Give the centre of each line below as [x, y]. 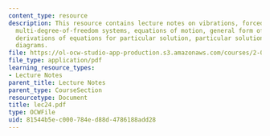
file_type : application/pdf [55, 61]
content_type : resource [48, 16]
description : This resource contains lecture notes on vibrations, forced [136, 23]
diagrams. [32, 46]
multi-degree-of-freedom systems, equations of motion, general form [134, 30]
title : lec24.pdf [37, 105]
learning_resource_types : [51, 68]
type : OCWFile [32, 113]
